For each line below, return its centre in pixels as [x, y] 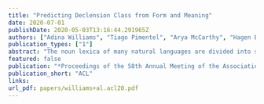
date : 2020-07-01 [37, 23]
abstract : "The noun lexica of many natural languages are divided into [130, 52]
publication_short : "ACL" [50, 74]
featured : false [35, 59]
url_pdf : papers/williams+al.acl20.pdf [73, 88]
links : [19, 81]
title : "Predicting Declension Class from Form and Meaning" [110, 15]
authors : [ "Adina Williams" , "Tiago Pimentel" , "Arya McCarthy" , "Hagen [130, 37]
